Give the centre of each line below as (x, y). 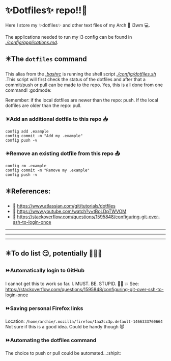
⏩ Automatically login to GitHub (45, 271)
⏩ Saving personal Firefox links (44, 308)
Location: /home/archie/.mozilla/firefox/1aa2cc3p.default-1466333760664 (84, 321)
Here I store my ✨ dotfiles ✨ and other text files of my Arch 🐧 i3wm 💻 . (78, 25)
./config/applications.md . (32, 42)
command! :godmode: (28, 90)
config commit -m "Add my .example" (44, 136)
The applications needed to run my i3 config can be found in (69, 37)
